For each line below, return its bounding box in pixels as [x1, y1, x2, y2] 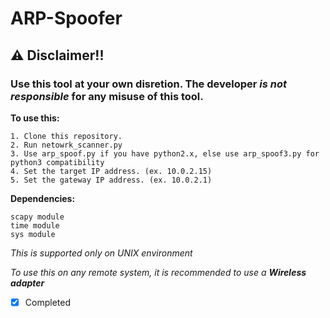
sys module [10, 229, 56, 239]
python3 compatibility [10, 157, 105, 167]
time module [10, 220, 60, 231]
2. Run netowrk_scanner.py [10, 140, 123, 150]
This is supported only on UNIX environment [10, 247, 193, 259]
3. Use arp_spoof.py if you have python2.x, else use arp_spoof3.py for [10, 148, 320, 159]
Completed [24, 296, 71, 308]
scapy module [10, 212, 65, 222]
